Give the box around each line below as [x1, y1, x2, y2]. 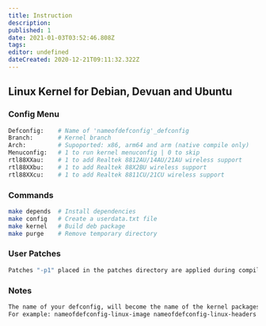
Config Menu [8, 108, 59, 119]
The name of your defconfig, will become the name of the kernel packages [8, 302, 260, 311]
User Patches [8, 248, 61, 260]
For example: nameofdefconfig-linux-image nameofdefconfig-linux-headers [8, 310, 257, 318]
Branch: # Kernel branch [8, 134, 112, 142]
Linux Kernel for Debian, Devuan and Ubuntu [8, 85, 233, 99]
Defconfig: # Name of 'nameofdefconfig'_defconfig [8, 127, 190, 135]
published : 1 [8, 26, 51, 34]
